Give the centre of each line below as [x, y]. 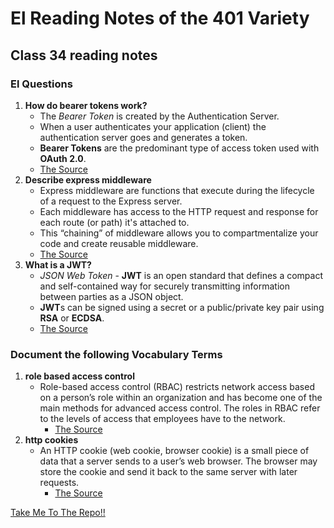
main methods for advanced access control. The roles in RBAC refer [180, 408]
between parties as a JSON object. [111, 296]
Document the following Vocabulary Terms [116, 354]
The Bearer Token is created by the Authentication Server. [159, 116]
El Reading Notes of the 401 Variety [160, 18]
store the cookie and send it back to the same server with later [168, 472]
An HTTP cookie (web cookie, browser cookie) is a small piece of [174, 451]
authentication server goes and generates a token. [143, 137]
